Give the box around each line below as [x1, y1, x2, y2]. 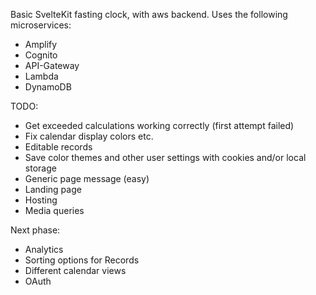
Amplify [24, 39, 58, 50]
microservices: [10, 19, 72, 31]
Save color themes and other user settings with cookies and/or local [24, 152, 307, 163]
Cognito [24, 49, 58, 61]
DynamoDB [24, 81, 72, 93]
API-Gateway [24, 60, 80, 71]
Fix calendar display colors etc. [24, 130, 154, 142]
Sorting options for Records [24, 254, 140, 266]
